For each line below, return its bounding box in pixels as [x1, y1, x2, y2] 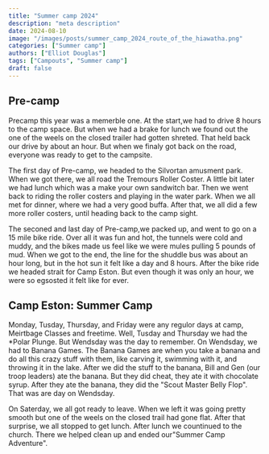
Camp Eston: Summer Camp [8, 298, 153, 312]
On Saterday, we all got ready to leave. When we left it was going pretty [8, 404, 246, 414]
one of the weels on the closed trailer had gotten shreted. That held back [8, 132, 251, 142]
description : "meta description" [8, 19, 121, 27]
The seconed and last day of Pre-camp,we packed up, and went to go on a [8, 223, 257, 234]
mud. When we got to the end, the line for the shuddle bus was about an [8, 249, 248, 259]
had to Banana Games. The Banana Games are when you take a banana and [8, 346, 261, 356]
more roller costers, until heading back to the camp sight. [8, 208, 199, 218]
